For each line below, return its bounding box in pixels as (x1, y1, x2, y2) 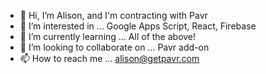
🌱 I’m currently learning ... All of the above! (19, 31, 197, 42)
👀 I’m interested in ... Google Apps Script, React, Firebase (19, 20, 257, 32)
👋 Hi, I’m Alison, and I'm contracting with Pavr (19, 10, 208, 21)
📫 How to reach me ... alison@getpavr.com (19, 53, 200, 64)
